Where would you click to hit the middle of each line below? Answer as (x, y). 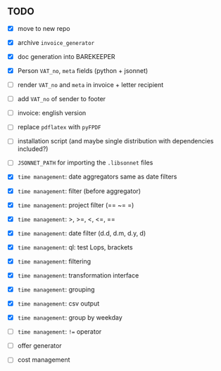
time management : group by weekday (70, 318)
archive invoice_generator (56, 42)
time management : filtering (54, 261)
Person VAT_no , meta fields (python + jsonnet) (83, 71)
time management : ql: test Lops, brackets (75, 247)
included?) (33, 149)
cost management (44, 360)
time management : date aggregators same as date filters (97, 177)
